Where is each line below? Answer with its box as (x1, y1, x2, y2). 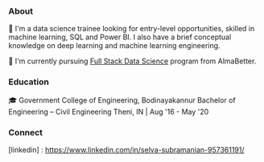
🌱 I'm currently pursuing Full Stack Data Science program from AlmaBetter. (8, 56, 257, 66)
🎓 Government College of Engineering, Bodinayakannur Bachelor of (8, 95, 236, 105)
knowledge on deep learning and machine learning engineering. (8, 41, 221, 51)
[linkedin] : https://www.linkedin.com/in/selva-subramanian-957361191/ (8, 144, 245, 154)
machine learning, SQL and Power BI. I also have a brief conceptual (8, 32, 232, 42)
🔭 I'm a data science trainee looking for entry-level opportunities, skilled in (8, 24, 255, 34)
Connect (8, 127, 43, 138)
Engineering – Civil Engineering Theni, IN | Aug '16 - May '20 (8, 107, 209, 116)
